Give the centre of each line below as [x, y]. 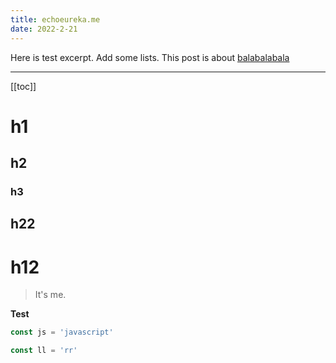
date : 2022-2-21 [44, 29]
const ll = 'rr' [44, 351]
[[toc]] [23, 86]
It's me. [50, 295]
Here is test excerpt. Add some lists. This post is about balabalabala [150, 57]
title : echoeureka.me [55, 19]
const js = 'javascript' [62, 332]
